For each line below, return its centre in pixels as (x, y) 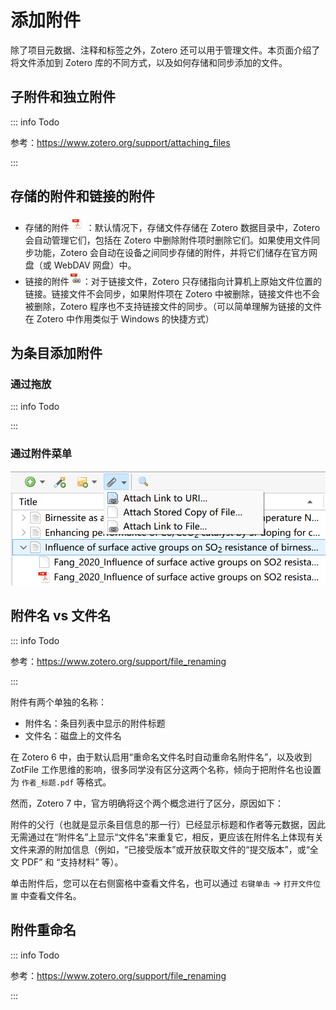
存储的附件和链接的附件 (82, 196)
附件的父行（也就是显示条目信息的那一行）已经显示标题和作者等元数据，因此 (168, 824)
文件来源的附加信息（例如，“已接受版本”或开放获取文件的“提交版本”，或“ (160, 849)
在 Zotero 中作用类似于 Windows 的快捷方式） (119, 318)
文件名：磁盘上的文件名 (73, 735)
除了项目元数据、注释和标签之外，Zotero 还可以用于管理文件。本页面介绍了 (165, 50)
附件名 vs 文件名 (61, 616)
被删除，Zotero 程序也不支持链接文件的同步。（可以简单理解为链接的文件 (173, 306)
